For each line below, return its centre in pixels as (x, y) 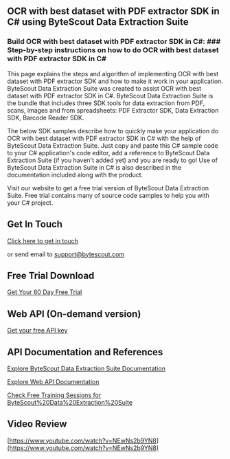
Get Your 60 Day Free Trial (45, 292)
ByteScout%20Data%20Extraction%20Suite (70, 402)
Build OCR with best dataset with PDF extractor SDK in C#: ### (114, 42)
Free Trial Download (51, 275)
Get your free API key (37, 331)
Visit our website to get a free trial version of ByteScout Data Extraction (108, 188)
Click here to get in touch (43, 240)
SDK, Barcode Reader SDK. (46, 117)
